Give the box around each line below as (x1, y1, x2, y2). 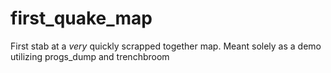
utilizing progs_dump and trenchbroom (10, 50, 170, 62)
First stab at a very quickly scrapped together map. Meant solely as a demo (10, 40, 322, 52)
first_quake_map (10, 7, 153, 30)
